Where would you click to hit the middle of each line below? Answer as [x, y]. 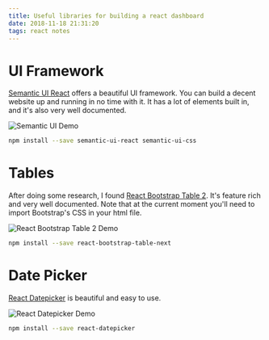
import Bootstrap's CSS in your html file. [75, 213]
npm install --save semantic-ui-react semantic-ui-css [103, 141]
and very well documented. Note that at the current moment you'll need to [132, 204]
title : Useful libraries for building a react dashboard [106, 16]
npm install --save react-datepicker [72, 328]
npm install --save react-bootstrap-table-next [90, 243]
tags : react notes [39, 31]
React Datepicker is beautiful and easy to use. [85, 298]
